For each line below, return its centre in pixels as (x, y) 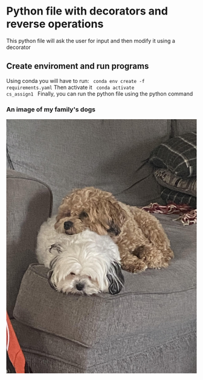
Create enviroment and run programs (78, 66)
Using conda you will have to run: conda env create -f (76, 80)
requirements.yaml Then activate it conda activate (70, 87)
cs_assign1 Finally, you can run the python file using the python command (100, 93)
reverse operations (55, 24)
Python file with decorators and (87, 11)
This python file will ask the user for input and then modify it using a (91, 41)
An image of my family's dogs (51, 109)
